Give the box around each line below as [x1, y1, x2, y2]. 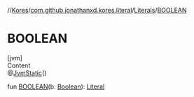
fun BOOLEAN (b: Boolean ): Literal [7, 82, 105, 91]
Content [7, 61, 31, 70]
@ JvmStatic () [7, 68, 47, 77]
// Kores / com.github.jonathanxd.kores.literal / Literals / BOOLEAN [7, 6, 187, 14]
